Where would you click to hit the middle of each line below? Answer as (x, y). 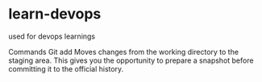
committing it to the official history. (66, 68)
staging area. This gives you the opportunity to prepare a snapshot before (131, 60)
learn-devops (55, 14)
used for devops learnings (52, 36)
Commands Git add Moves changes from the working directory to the (124, 51)
